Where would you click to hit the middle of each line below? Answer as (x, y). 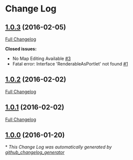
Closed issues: (21, 49)
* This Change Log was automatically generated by (58, 147)
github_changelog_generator (35, 152)
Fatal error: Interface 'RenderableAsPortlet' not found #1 (70, 64)
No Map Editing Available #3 (41, 58)
